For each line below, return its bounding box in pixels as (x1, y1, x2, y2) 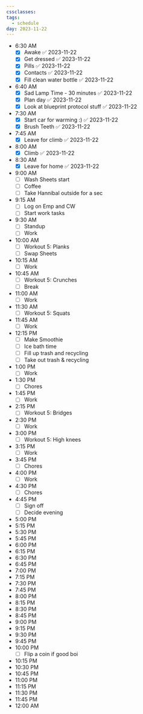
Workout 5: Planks (24, 243, 69, 250)
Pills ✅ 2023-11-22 (24, 62, 71, 69)
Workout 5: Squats (24, 309, 71, 317)
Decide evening (24, 509, 63, 516)
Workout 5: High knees (24, 436, 81, 443)
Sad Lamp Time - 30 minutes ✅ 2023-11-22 (24, 89, 133, 97)
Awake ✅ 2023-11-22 (24, 49, 77, 56)
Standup (24, 223, 45, 230)
